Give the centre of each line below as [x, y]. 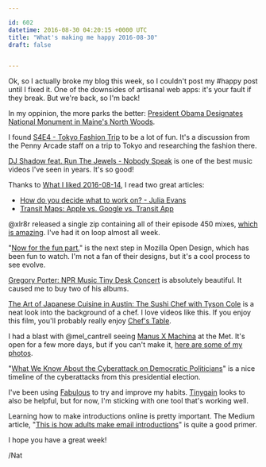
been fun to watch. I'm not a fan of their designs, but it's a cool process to [129, 257]
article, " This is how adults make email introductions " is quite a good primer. [133, 425]
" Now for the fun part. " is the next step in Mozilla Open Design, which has [129, 248]
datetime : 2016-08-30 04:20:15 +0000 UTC [78, 30]
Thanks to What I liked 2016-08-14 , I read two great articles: [106, 185]
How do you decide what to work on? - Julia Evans [103, 200]
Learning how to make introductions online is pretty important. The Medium [132, 416]
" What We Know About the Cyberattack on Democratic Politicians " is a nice [132, 369]
